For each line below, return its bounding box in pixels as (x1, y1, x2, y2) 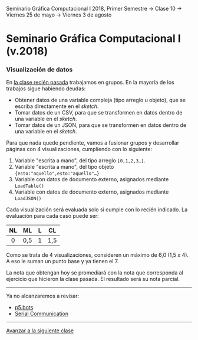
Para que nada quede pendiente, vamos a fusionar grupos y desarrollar (6, 139, 180, 146)
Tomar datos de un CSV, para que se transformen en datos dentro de (14, 109, 183, 116)
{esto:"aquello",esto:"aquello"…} (14, 171, 100, 176)
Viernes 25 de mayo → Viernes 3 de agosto (6, 11, 112, 18)
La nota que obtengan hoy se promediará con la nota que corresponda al (6, 269, 184, 276)
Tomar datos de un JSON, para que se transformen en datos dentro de (14, 122, 187, 129)
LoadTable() (14, 183, 44, 189)
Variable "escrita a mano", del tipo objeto (14, 164, 114, 171)
